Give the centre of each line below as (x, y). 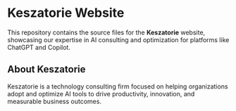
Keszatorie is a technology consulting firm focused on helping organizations (118, 86)
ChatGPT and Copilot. (39, 47)
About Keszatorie (46, 69)
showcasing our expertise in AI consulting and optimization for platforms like (118, 39)
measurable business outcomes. (55, 101)
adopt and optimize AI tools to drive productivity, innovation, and (101, 93)
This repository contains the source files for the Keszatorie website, (106, 32)
